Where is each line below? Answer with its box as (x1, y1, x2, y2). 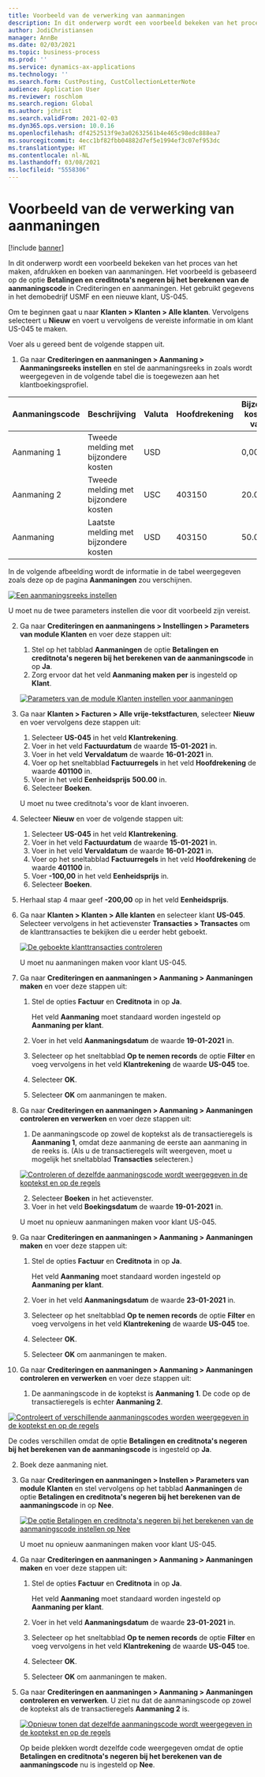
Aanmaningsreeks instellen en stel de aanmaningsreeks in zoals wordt (19, 363, 252, 372)
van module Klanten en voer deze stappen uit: (19, 630, 172, 639)
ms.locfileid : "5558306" (8, 166, 90, 174)
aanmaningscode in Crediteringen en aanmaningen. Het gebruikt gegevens (8, 283, 255, 293)
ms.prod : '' (8, 56, 47, 64)
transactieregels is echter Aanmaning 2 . (31, 1397, 163, 1406)
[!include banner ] (8, 243, 65, 252)
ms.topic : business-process (8, 48, 101, 56)
